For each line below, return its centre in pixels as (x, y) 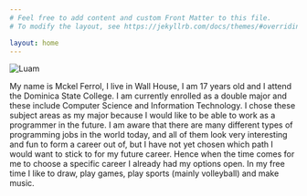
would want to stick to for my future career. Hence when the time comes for (152, 154)
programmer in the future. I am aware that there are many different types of (152, 125)
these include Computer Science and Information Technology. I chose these (153, 106)
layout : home (34, 43)
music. (22, 183)
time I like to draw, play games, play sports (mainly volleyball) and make (144, 173)
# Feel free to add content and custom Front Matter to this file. (141, 18)
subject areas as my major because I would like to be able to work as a (143, 116)
